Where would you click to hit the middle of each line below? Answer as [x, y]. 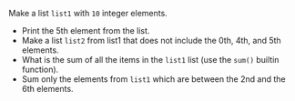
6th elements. [47, 89]
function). [40, 69]
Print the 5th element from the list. [86, 30]
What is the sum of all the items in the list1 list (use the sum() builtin [150, 60]
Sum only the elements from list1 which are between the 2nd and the [153, 79]
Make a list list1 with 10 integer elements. [88, 13]
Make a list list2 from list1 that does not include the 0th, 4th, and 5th [151, 40]
